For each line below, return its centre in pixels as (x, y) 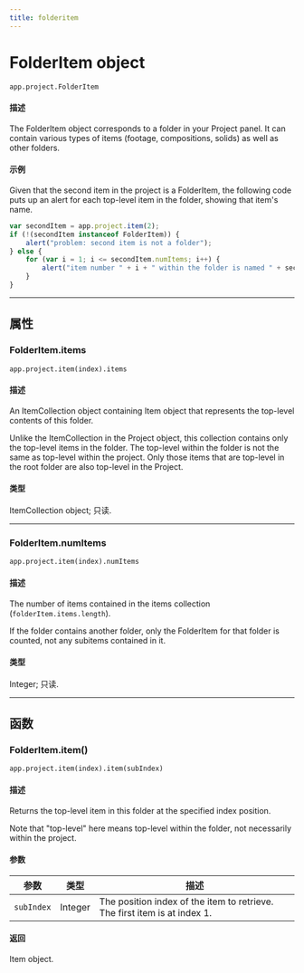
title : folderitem (44, 18)
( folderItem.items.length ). (60, 613)
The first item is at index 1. (156, 912)
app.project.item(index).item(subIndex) (87, 769)
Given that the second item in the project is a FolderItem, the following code (151, 190)
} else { (26, 251)
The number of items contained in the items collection (110, 604)
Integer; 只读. (34, 683)
